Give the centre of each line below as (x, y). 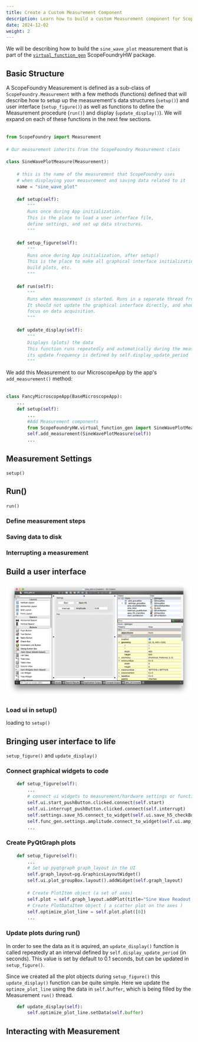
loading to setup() (28, 723)
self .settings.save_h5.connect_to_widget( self (85, 815)
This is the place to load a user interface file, (91, 218)
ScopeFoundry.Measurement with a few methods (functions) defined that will (96, 94)
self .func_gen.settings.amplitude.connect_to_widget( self (100, 821)
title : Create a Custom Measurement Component (64, 12)
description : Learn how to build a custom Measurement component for (93, 19)
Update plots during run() (43, 933)
